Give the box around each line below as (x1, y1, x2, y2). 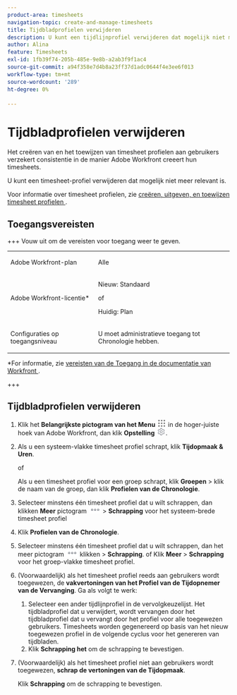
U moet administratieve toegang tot (97, 330, 200, 338)
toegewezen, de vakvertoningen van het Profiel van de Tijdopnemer (17, 579, 220, 587)
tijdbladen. (28, 637, 59, 646)
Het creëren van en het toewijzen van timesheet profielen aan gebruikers (7, 148, 219, 157)
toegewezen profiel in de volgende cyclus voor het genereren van (28, 629, 220, 638)
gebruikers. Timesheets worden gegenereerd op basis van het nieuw (28, 622, 229, 631)
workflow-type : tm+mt (7, 71, 71, 78)
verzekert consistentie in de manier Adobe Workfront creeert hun (7, 155, 197, 164)
